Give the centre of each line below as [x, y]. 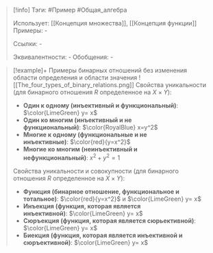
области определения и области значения [75, 77]
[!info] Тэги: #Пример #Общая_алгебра [70, 10]
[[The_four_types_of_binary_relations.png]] [73, 85]
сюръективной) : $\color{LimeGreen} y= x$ [86, 242]
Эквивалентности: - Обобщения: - [63, 57]
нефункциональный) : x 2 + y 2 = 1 [72, 157]
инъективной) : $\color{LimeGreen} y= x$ [83, 213]
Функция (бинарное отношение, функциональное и [101, 191]
